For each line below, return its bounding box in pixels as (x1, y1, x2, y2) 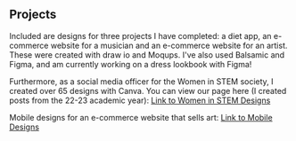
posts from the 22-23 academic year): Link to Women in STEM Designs (9, 95, 271, 106)
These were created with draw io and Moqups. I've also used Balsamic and (9, 49, 285, 60)
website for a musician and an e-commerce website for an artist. (50, 40, 288, 51)
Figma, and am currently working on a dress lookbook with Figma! (9, 59, 252, 69)
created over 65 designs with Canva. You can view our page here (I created (9, 85, 287, 96)
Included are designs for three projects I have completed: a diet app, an (9, 30, 272, 41)
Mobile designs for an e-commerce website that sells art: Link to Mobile (9, 112, 274, 122)
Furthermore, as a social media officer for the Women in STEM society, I (9, 75, 274, 87)
